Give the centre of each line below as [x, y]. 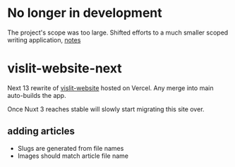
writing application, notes [44, 39]
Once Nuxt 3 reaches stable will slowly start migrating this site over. [106, 109]
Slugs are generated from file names [71, 148]
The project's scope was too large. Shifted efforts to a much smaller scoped [118, 32]
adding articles [41, 131]
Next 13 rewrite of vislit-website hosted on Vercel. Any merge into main [110, 88]
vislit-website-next [65, 69]
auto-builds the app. [37, 95]
